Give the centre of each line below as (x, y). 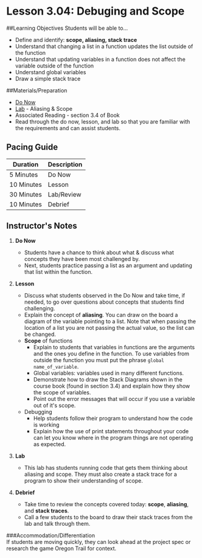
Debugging (38, 411)
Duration (26, 164)
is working (46, 425)
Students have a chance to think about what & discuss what (99, 252)
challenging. (40, 308)
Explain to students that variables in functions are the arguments (114, 347)
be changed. (40, 334)
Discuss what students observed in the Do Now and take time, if (105, 295)
